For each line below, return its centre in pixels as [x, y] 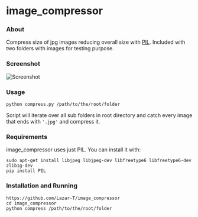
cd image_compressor [32, 203]
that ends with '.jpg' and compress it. [53, 122]
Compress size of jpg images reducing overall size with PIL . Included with [96, 42]
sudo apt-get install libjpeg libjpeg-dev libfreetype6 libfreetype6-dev [99, 161]
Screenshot [23, 64]
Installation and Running [42, 186]
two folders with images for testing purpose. [60, 48]
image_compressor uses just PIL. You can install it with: [73, 150]
